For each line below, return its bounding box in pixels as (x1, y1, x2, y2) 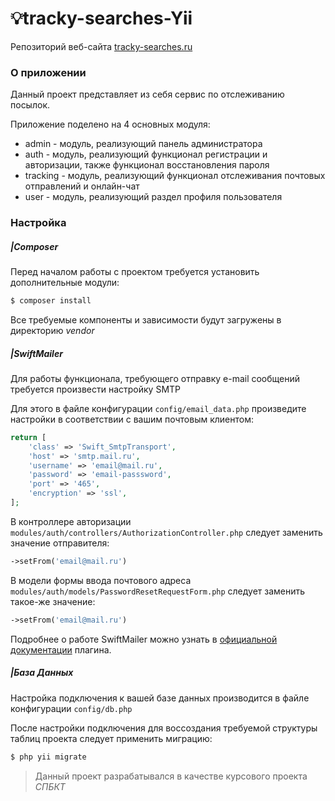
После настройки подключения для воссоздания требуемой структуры (10, 722, 318, 734)
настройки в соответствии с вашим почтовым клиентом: (10, 413, 254, 425)
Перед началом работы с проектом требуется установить (10, 266, 260, 278)
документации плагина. (10, 643, 112, 656)
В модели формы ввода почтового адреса (10, 574, 192, 586)
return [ (10, 432, 47, 442)
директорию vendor (10, 325, 95, 336)
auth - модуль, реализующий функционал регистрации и (24, 148, 268, 161)
